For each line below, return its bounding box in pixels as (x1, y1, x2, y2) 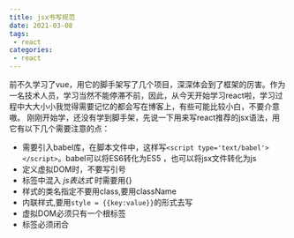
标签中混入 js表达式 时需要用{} (21, 175, 132, 185)
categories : (9, 46, 53, 55)
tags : (9, 29, 29, 38)
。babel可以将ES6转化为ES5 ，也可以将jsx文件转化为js (57, 153, 257, 163)
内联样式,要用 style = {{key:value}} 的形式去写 (21, 197, 193, 207)
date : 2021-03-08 (9, 21, 73, 30)
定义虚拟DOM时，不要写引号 (21, 164, 126, 175)
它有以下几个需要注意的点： (9, 123, 110, 133)
